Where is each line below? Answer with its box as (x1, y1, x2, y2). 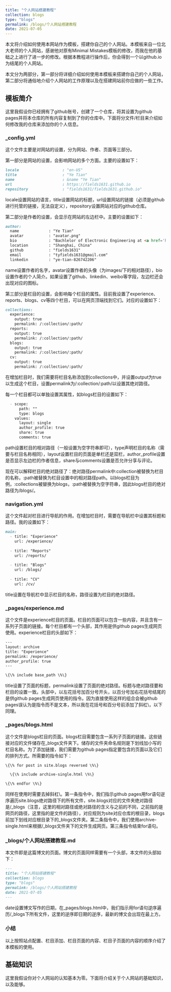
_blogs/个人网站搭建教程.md (5, 837, 76, 844)
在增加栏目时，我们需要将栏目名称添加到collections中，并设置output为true (5, 374, 162, 380)
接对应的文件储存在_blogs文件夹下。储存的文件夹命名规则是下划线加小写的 (5, 740, 162, 746)
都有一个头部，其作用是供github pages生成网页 (63, 623, 162, 629)
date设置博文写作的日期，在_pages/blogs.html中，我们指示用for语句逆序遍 (5, 905, 162, 911)
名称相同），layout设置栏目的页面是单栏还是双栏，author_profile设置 (22, 451, 165, 457)
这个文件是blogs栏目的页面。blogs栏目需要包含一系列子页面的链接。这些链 (5, 734, 162, 740)
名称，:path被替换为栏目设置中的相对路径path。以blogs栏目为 (9, 475, 140, 481)
